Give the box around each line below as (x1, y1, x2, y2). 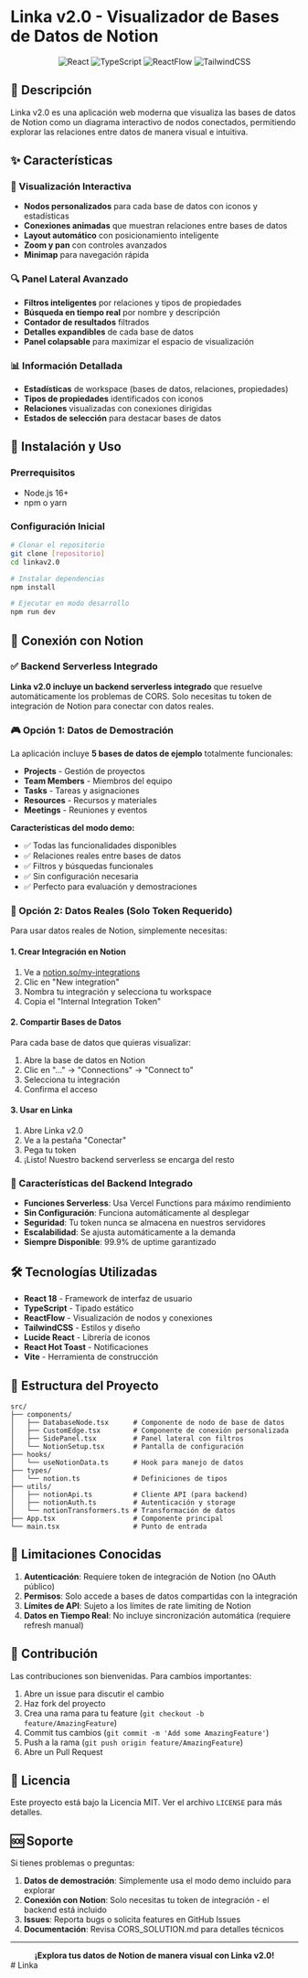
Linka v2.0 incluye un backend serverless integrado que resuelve (10, 681, 263, 692)
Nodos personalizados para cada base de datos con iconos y (23, 201, 259, 212)
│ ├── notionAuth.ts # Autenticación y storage (10, 1497, 236, 1507)
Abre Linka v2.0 (23, 1125, 84, 1136)
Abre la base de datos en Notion (23, 1054, 145, 1066)
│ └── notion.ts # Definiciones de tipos (10, 1473, 228, 1483)
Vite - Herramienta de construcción (23, 1351, 159, 1363)
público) (23, 1580, 56, 1591)
